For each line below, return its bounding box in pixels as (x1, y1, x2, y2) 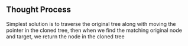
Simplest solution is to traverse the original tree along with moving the (6, 20, 176, 27)
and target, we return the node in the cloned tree (6, 32, 125, 40)
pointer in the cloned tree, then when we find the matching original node (6, 27, 182, 34)
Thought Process (6, 5, 71, 15)
